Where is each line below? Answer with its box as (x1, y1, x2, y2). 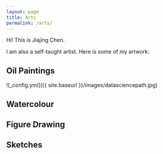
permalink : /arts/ (6, 20, 53, 26)
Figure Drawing (6, 119, 65, 129)
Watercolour (6, 99, 54, 109)
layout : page (6, 8, 39, 15)
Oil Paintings (6, 66, 56, 76)
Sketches (6, 140, 43, 150)
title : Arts (6, 14, 36, 20)
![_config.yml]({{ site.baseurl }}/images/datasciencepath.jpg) (6, 82, 158, 89)
